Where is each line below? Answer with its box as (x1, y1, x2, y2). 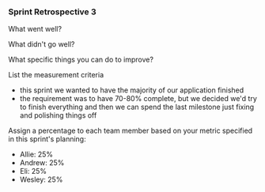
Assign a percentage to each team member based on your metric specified (8, 126, 253, 136)
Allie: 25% (19, 149, 54, 160)
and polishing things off (19, 111, 97, 120)
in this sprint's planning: (8, 134, 86, 144)
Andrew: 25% (19, 158, 65, 168)
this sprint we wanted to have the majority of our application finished (19, 85, 244, 95)
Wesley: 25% (19, 175, 63, 184)
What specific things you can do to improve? (8, 55, 154, 65)
